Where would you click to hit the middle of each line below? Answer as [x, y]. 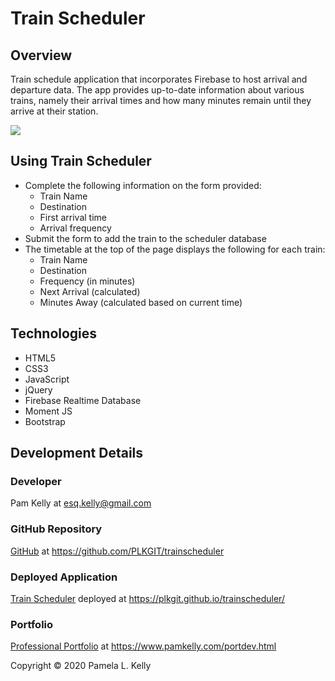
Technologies [54, 333]
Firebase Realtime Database [83, 400]
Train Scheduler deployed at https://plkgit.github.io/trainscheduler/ [147, 598]
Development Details [77, 453]
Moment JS [48, 411]
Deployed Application [64, 577]
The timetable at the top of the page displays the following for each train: [175, 249]
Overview [41, 55]
